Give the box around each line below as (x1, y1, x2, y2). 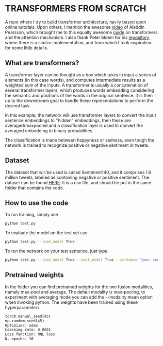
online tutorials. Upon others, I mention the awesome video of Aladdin (5, 24, 145, 30)
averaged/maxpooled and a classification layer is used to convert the (5, 122, 143, 128)
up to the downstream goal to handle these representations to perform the (5, 98, 154, 104)
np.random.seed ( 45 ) (5, 318, 45, 323)
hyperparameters (5, 304, 40, 310)
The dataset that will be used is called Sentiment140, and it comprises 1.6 (5, 169, 151, 175)
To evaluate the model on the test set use (5, 230, 88, 236)
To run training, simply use (5, 212, 58, 218)
